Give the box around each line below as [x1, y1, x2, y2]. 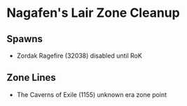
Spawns [6, 33, 43, 45]
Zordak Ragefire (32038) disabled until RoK [16, 51, 143, 60]
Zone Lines [6, 72, 57, 84]
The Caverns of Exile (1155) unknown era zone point [16, 90, 167, 99]
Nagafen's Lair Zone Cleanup [6, 5, 180, 21]
